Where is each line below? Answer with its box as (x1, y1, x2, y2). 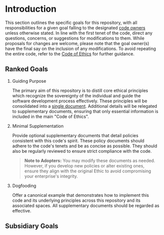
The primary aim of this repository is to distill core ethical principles (12, 87, 148, 94)
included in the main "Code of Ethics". (12, 114, 89, 119)
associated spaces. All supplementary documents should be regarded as (12, 202, 160, 209)
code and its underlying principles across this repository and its (12, 197, 141, 203)
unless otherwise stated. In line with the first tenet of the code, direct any (5, 30, 153, 36)
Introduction (5, 3, 57, 15)
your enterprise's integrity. (24, 173, 78, 179)
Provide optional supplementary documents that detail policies (12, 132, 139, 138)
